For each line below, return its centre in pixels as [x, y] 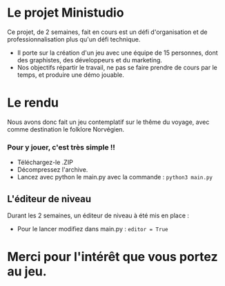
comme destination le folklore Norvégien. [66, 129]
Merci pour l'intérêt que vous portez [113, 257]
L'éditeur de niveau [49, 199]
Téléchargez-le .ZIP [45, 162]
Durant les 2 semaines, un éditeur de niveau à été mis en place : [98, 215]
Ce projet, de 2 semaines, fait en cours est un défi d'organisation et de [107, 32]
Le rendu [33, 103]
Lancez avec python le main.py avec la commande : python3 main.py [115, 177]
